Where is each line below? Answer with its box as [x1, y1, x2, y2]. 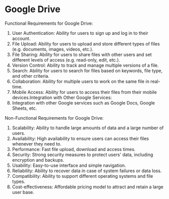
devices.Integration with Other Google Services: [12, 94, 112, 101]
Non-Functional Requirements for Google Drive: [5, 115, 104, 121]
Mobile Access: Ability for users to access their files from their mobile [12, 89, 157, 95]
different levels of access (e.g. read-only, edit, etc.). [12, 57, 121, 63]
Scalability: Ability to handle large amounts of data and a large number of [12, 125, 164, 131]
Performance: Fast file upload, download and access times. [12, 146, 136, 152]
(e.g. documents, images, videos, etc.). [12, 46, 94, 52]
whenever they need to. [12, 140, 62, 147]
